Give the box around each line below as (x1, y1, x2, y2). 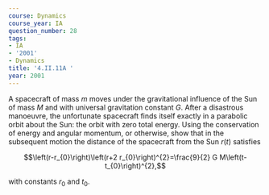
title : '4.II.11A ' (8, 64, 74, 73)
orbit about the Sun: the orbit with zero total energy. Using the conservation (8, 119, 259, 129)
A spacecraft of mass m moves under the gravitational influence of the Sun (8, 93, 258, 103)
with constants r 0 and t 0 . (8, 176, 90, 188)
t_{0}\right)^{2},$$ (104, 160, 167, 170)
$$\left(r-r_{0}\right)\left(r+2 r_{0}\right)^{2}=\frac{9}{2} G (23, 152, 218, 162)
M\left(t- (219, 152, 247, 162)
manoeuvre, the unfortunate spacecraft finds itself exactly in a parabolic (8, 110, 248, 121)
